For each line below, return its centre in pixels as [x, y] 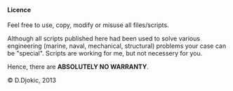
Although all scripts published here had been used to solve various [104, 39]
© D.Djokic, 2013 [32, 81]
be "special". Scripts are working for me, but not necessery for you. [105, 53]
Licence [19, 10]
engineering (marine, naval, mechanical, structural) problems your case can [117, 46]
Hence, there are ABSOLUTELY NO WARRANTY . [78, 67]
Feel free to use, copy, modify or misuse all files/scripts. [88, 25]
